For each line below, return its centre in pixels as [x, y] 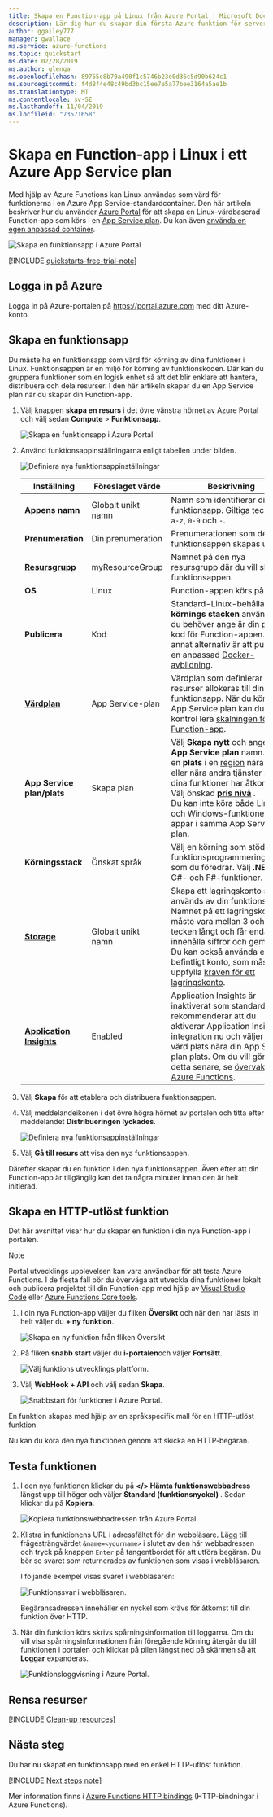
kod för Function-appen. [218, 634]
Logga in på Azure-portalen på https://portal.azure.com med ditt [116, 305]
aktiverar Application [210, 1026]
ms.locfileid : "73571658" [52, 115]
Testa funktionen [53, 1466]
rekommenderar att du [213, 1016]
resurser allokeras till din [217, 688]
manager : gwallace [39, 39]
